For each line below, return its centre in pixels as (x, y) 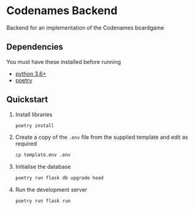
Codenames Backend (62, 11)
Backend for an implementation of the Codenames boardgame (85, 28)
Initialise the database (43, 167)
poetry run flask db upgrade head (59, 178)
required (26, 144)
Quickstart (27, 100)
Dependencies (35, 47)
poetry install (35, 126)
